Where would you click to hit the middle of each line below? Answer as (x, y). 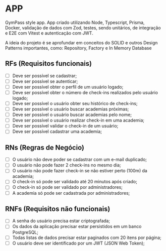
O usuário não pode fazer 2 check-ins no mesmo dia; (67, 165)
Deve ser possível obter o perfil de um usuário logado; (68, 87)
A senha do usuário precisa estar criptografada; (61, 221)
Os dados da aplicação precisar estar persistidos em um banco (77, 227)
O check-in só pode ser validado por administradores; (67, 187)
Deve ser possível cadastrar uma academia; (57, 131)
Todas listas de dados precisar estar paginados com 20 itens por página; (87, 238)
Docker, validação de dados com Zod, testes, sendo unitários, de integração (83, 27)
